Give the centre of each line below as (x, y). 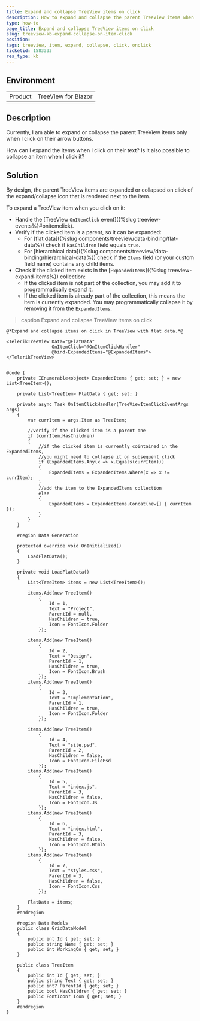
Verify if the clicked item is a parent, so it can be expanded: (88, 232)
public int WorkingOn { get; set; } (73, 950)
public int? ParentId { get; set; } (73, 986)
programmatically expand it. (58, 290)
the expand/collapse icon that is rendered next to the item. (78, 196)
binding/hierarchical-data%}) (60, 257)
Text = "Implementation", (81, 698)
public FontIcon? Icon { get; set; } (75, 997)
